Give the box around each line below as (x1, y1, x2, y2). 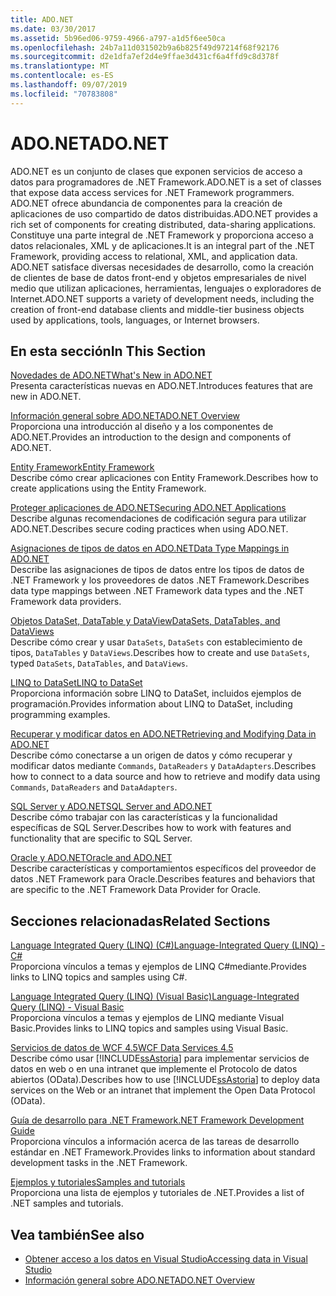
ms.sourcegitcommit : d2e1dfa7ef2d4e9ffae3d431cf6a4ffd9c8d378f (10, 52, 280, 62)
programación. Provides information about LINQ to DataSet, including (10, 698, 293, 710)
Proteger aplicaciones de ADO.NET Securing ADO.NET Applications (10, 502, 287, 514)
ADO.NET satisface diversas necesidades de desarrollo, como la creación (10, 261, 314, 273)
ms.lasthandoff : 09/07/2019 (10, 80, 128, 90)
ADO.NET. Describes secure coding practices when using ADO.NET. (10, 523, 289, 535)
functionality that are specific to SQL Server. (10, 832, 193, 845)
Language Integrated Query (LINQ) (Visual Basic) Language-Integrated (10, 991, 300, 1003)
